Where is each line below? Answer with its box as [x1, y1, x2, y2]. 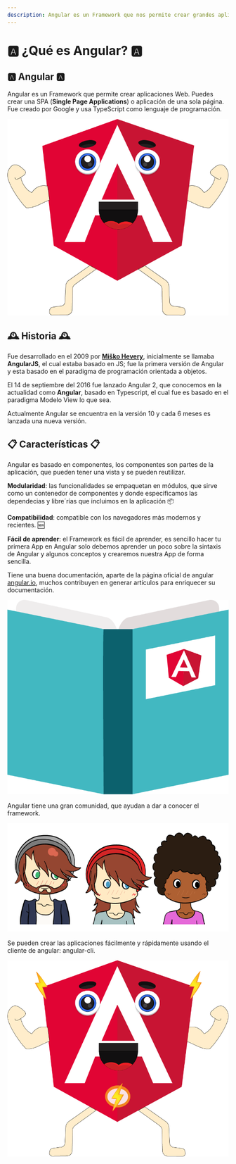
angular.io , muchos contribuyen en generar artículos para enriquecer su [7, 578, 216, 587]
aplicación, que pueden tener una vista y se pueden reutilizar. [7, 468, 186, 477]
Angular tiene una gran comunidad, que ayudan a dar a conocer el [7, 801, 199, 810]
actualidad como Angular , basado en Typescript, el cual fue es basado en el [7, 388, 229, 397]
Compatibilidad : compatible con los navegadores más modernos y [7, 513, 202, 522]
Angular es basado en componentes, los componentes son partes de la [7, 461, 214, 469]
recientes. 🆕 [7, 521, 45, 530]
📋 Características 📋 [7, 438, 100, 450]
